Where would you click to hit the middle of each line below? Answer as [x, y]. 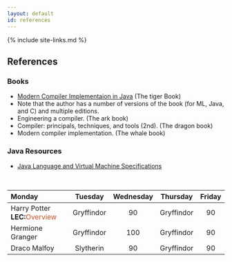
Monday [25, 197]
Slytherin [90, 248]
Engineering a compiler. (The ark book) [73, 119]
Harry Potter [31, 209]
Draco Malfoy [32, 248]
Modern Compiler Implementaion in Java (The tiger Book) [99, 96]
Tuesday [89, 197]
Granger [24, 237]
